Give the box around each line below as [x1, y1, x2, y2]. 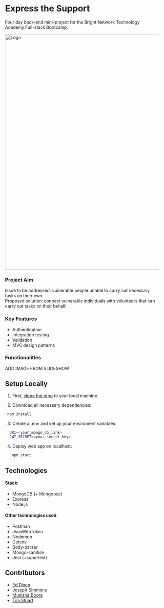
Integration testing [12, 331, 49, 338]
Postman [12, 523, 30, 529]
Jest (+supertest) [12, 554, 47, 561]
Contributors [5, 569, 45, 577]
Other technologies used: [5, 513, 58, 518]
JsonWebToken [12, 528, 43, 534]
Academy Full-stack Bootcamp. [5, 24, 68, 30]
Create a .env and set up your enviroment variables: [12, 421, 117, 426]
